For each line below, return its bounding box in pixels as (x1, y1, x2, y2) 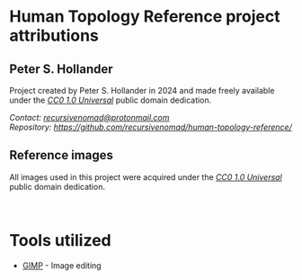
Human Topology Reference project (9, 6, 280, 27)
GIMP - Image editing (22, 259, 102, 271)
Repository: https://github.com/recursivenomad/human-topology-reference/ (9, 122, 292, 132)
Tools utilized (9, 230, 112, 250)
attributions (9, 25, 99, 46)
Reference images (9, 148, 114, 163)
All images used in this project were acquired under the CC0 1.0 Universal (9, 171, 283, 182)
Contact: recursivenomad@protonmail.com (9, 113, 170, 122)
